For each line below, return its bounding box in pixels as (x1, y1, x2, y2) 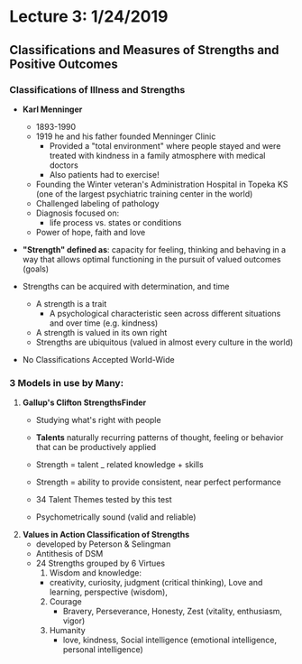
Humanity (49, 625, 86, 636)
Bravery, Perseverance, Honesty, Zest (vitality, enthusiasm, (62, 606, 282, 617)
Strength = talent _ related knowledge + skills (35, 459, 205, 470)
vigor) (62, 615, 86, 626)
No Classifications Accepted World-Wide (22, 354, 175, 364)
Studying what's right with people (35, 415, 161, 426)
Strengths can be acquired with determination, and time (22, 281, 230, 291)
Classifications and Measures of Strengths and (9, 42, 279, 58)
